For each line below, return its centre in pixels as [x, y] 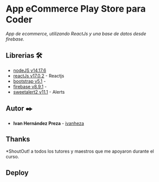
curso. [12, 157]
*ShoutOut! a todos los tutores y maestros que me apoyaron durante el [80, 151]
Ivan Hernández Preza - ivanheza [48, 123]
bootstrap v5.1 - [29, 81]
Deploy [17, 173]
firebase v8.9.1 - [30, 86]
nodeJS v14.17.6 [30, 70]
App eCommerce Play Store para [76, 9]
